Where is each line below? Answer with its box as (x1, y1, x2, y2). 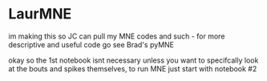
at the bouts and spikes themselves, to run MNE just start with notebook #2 (8, 63, 257, 73)
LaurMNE (8, 5, 72, 23)
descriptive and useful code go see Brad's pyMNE (8, 39, 175, 49)
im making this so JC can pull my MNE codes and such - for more (8, 31, 225, 41)
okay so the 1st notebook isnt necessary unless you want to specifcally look (8, 55, 259, 65)
